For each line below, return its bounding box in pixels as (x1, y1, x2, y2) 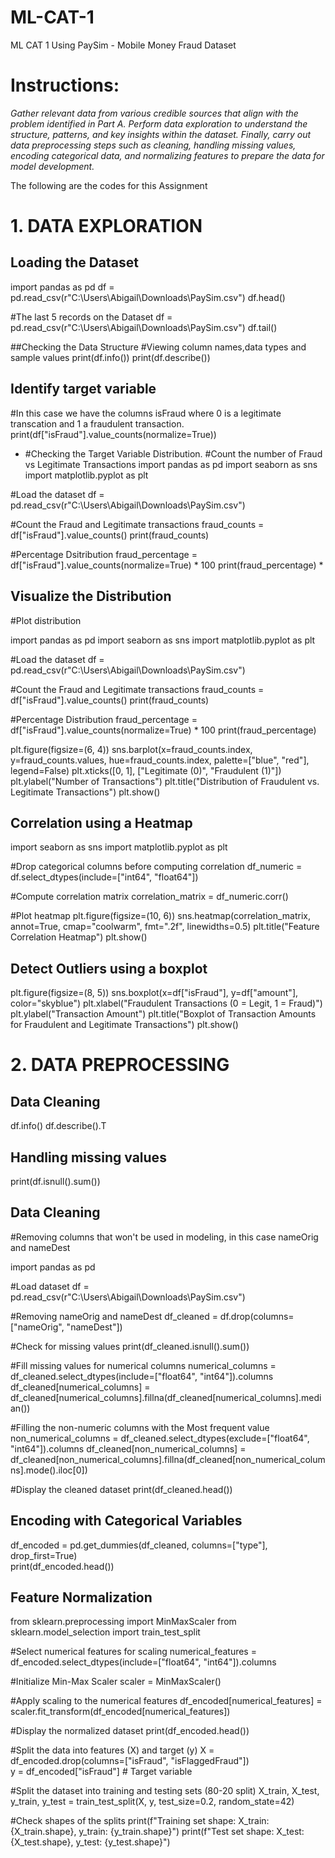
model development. (10, 160, 95, 172)
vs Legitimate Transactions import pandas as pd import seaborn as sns (24, 458, 318, 470)
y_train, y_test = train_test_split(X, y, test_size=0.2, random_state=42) (10, 1796, 295, 1808)
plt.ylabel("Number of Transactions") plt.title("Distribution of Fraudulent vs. (10, 775, 320, 787)
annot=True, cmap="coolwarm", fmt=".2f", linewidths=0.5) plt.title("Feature (10, 921, 320, 933)
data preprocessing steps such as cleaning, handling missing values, (10, 139, 297, 151)
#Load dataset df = (10, 1280, 90, 1292)
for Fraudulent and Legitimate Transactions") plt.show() (10, 1019, 239, 1031)
